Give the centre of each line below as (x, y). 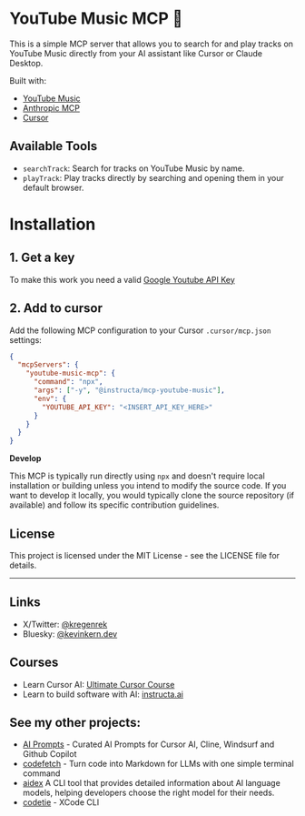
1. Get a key (42, 258)
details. (23, 565)
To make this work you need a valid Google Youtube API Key (123, 279)
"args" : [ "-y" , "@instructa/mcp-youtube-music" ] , (129, 390)
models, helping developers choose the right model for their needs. (148, 793)
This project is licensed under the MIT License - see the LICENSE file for (144, 555)
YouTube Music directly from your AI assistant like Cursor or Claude (136, 53)
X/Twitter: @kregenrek (65, 624)
